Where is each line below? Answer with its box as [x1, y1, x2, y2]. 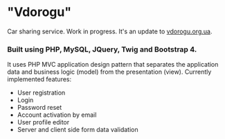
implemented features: [7, 75, 72, 83]
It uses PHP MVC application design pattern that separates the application [7, 60, 219, 69]
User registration [17, 88, 66, 97]
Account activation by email [17, 111, 97, 119]
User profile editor [17, 118, 70, 126]
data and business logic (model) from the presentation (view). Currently [7, 67, 212, 76]
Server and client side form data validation [17, 126, 138, 134]
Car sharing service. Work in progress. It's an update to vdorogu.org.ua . [7, 27, 213, 35]
